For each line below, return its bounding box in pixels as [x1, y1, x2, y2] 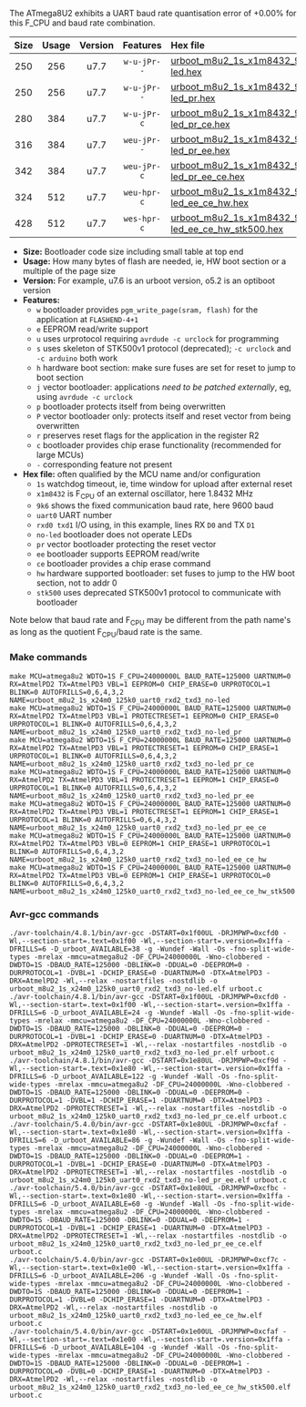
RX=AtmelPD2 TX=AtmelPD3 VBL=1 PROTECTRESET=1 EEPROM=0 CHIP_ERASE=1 [9, 743, 280, 752]
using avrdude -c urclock [36, 392, 134, 402]
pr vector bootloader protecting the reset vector [36, 538, 217, 549]
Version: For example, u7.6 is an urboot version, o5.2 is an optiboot [22, 275, 276, 286]
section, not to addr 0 [36, 577, 117, 588]
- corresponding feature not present [36, 459, 173, 470]
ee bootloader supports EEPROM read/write [36, 548, 200, 559]
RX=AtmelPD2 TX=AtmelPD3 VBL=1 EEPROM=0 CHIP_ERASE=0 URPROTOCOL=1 [9, 679, 271, 688]
